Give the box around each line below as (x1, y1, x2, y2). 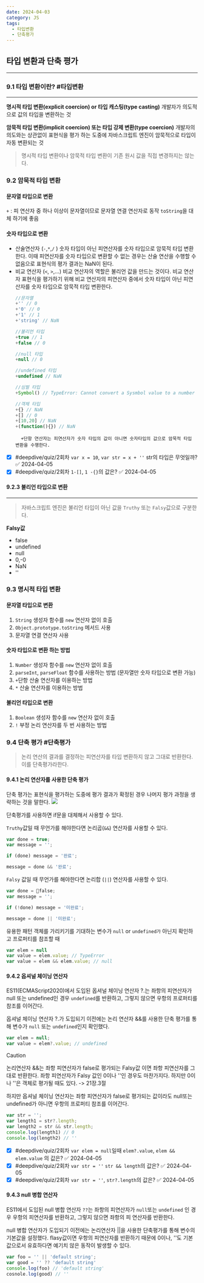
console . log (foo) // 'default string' (6, 1265, 104, 1271)
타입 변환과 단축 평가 (6, 55, 78, 66)
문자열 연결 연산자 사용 (15, 631, 69, 639)
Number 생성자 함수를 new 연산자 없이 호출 (15, 661, 113, 668)
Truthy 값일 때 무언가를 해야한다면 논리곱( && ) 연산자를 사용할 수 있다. (6, 824, 168, 831)
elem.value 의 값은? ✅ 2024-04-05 (15, 1154, 102, 1162)
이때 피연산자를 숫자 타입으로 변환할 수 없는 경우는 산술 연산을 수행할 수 (28, 252, 197, 260)
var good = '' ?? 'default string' (6, 1259, 97, 1265)
